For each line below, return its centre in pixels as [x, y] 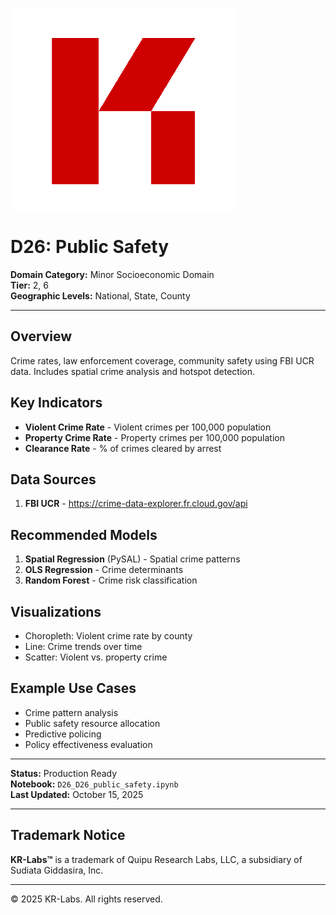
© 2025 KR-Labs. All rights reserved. [86, 899]
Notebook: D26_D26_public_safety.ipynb [94, 784]
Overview [41, 336]
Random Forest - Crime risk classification [111, 580]
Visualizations [56, 611]
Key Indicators [56, 403]
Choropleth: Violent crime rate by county [108, 636]
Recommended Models [84, 534]
